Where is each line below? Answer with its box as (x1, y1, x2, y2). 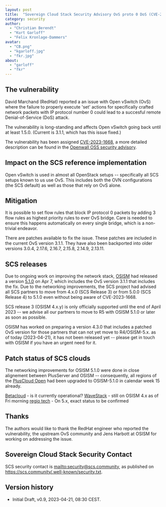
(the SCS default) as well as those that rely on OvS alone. (5, 182, 122, 188)
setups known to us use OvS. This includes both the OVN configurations (5, 177, 152, 183)
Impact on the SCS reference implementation (5, 159, 147, 167)
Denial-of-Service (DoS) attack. (5, 114, 70, 120)
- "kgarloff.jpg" (9, 49, 45, 54)
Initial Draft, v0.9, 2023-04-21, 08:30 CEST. (12, 496, 101, 502)
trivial (5, 225, 16, 231)
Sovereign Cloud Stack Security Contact (5, 451, 132, 459)
